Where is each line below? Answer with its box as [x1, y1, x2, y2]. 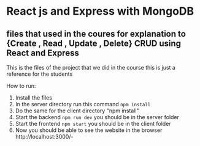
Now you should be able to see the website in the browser [15, 126, 163, 134]
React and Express [6, 48, 80, 58]
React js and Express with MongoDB [6, 4, 194, 18]
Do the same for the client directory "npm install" [15, 107, 139, 114]
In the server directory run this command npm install [15, 101, 151, 108]
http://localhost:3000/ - [15, 133, 74, 140]
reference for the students [6, 70, 73, 78]
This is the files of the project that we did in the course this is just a [6, 64, 176, 71]
